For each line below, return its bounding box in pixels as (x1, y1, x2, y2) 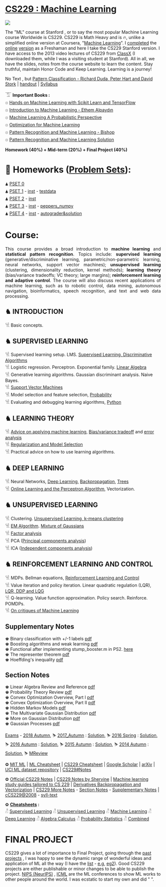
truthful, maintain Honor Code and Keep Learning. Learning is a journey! (5, 66, 152, 72)
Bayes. (5, 378, 19, 383)
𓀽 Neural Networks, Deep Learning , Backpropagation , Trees (5, 478, 129, 485)
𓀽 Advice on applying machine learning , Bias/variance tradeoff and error (5, 429, 154, 435)
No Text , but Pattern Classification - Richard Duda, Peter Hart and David (5, 76, 153, 82)
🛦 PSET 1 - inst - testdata (5, 188, 56, 194)
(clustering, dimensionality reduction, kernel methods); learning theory (5, 267, 161, 273)
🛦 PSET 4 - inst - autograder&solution (5, 210, 83, 216)
